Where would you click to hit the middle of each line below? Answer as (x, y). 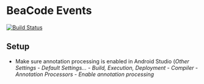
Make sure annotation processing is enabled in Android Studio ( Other (102, 61)
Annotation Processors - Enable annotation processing (85, 74)
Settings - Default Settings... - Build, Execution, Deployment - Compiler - (107, 68)
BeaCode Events (49, 11)
